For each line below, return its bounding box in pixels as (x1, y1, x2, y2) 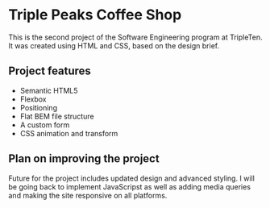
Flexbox (19, 94, 47, 104)
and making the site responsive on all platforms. (8, 190, 168, 200)
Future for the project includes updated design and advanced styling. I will (8, 173, 255, 183)
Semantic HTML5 (19, 85, 78, 95)
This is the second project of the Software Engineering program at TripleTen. (8, 32, 263, 42)
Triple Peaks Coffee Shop (8, 6, 182, 24)
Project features (8, 64, 91, 78)
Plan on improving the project (8, 152, 160, 166)
